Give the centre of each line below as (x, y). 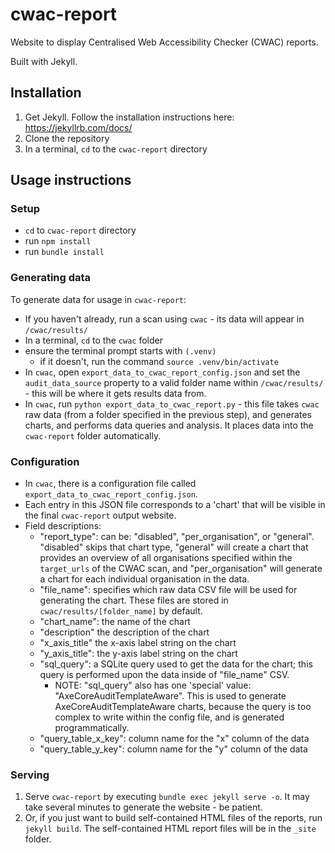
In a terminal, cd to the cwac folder (93, 340)
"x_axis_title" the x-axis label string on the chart (138, 643)
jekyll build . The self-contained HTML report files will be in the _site (170, 829)
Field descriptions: (63, 526)
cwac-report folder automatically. (93, 435)
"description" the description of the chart (124, 632)
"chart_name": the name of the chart (115, 622)
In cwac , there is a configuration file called (110, 484)
